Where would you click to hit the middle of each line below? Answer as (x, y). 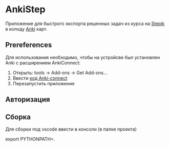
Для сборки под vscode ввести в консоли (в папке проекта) (71, 129)
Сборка (18, 117)
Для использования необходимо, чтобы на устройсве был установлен (83, 57)
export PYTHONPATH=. (30, 139)
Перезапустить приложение (44, 83)
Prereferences (29, 45)
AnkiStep (25, 9)
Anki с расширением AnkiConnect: (43, 63)
